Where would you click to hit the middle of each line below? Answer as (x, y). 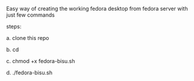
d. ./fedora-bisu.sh (29, 73)
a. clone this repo (28, 38)
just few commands (31, 15)
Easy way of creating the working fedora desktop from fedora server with (97, 9)
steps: (14, 27)
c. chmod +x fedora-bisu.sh (41, 61)
